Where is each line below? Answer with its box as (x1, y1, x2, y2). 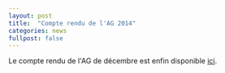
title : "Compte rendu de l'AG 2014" (8, 19, 136, 27)
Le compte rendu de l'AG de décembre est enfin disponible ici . (8, 56, 218, 66)
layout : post (8, 11, 53, 20)
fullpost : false (8, 34, 63, 43)
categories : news (8, 26, 67, 34)
